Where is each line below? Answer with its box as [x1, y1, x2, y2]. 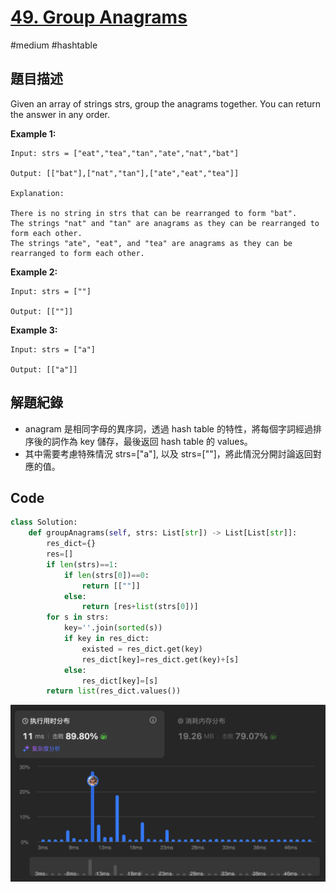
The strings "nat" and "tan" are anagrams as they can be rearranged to [10, 218, 320, 228]
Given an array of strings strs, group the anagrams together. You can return [10, 97, 322, 110]
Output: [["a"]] [10, 364, 78, 375]
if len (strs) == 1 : [46, 559, 118, 570]
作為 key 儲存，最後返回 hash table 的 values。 [59, 435, 253, 447]
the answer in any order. [10, 108, 110, 120]
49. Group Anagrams [10, 6, 188, 29]
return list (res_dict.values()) [46, 686, 182, 696]
